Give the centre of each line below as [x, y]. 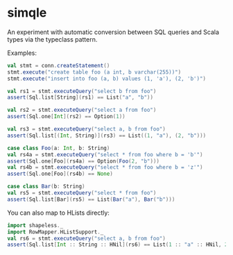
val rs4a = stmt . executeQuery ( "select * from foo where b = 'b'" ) [105, 154]
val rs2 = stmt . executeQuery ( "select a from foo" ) [82, 110]
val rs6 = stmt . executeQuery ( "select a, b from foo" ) [87, 238]
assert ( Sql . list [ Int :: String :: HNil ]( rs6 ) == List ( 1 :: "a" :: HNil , [114, 245]
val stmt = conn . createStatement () [59, 65]
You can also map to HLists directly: [58, 213]
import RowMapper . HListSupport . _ [55, 232]
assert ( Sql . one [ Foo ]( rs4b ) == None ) [60, 174]
